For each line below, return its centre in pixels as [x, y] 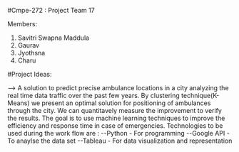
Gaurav [29, 45]
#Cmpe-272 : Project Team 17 [51, 10]
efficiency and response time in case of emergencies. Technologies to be [115, 126]
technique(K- [200, 96]
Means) [19, 103]
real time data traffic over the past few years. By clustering [93, 96]
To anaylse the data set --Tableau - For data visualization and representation [120, 141]
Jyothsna [31, 53]
